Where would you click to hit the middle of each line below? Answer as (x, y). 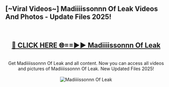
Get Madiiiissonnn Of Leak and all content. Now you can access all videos (86, 63)
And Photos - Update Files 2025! (58, 17)
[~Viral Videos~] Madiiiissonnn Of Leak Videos (82, 9)
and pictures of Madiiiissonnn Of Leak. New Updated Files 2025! (86, 69)
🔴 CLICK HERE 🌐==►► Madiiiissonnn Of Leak (86, 45)
